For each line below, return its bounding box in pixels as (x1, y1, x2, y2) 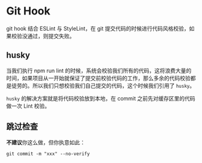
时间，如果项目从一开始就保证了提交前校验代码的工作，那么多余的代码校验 (6, 74, 191, 82)
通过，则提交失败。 (26, 32, 75, 40)
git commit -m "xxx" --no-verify (6, 150, 90, 157)
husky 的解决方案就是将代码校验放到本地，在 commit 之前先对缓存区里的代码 (6, 94, 195, 102)
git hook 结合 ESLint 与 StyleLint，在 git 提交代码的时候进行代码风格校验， (6, 25, 189, 32)
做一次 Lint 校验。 (6, 102, 50, 109)
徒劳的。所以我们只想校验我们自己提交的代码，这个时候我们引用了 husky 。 (11, 82, 195, 89)
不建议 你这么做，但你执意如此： (6, 138, 85, 146)
